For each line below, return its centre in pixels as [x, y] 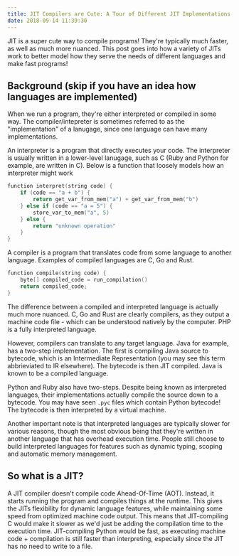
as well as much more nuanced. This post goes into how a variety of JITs [114, 48]
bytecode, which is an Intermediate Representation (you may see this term [116, 358]
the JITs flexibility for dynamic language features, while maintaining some [115, 508]
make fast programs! [38, 63]
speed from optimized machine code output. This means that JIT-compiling [118, 515]
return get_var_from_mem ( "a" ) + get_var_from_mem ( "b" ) [116, 200]
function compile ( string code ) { [57, 273]
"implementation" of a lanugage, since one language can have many [107, 129]
